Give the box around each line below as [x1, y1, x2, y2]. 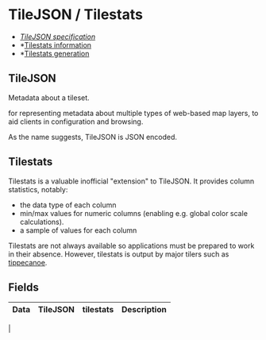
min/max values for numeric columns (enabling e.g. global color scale [19, 208, 249, 218]
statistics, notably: [8, 184, 68, 194]
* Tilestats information [19, 40, 92, 49]
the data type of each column [19, 200, 117, 210]
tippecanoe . [8, 257, 48, 267]
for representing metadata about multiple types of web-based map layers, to [8, 108, 259, 118]
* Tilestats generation [19, 48, 90, 58]
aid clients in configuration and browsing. [8, 117, 144, 126]
